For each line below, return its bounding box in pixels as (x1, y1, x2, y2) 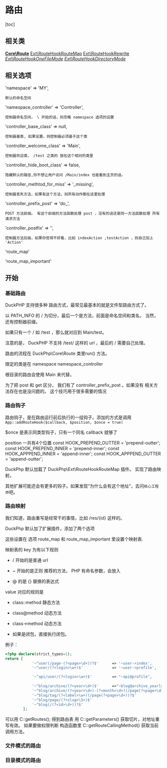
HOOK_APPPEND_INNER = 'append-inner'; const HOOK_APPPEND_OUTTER (5, 451, 161, 457)
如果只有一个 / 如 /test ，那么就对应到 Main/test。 (5, 329, 107, 335)
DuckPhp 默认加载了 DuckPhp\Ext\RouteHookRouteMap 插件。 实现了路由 (5, 466, 157, 472)
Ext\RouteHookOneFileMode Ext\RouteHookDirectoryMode (5, 56, 126, 62)
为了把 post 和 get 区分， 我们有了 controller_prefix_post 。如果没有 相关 (5, 382, 154, 388)
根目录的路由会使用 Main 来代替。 (5, 372, 75, 378)
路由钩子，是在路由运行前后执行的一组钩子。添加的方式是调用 (5, 414, 132, 420)
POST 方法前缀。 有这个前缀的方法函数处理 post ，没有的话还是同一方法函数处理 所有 (5, 211, 160, 216)
